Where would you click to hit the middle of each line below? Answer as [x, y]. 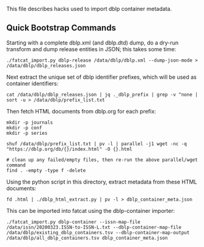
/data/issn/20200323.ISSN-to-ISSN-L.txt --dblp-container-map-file [94, 227]
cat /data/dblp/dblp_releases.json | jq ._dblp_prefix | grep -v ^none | [102, 95]
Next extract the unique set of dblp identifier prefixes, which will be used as [101, 77]
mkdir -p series [27, 133]
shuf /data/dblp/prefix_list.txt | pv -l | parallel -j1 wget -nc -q [97, 144]
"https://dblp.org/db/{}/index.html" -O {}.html [69, 149]
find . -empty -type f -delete [46, 170]
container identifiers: [33, 83]
